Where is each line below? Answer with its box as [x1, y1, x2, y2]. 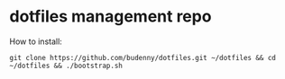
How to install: [9, 36, 63, 47]
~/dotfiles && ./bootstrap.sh [9, 61, 124, 70]
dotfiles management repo [9, 6, 212, 27]
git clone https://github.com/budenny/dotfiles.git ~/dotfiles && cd [9, 53, 277, 62]
